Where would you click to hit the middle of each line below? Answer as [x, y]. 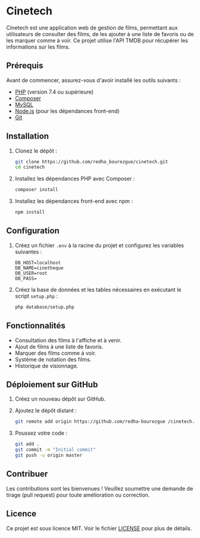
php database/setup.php [45, 307]
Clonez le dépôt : [36, 151]
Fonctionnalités [36, 326]
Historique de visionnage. [46, 366]
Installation [28, 136]
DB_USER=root [31, 273]
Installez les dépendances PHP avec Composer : [75, 179]
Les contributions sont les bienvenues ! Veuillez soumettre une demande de [100, 488]
